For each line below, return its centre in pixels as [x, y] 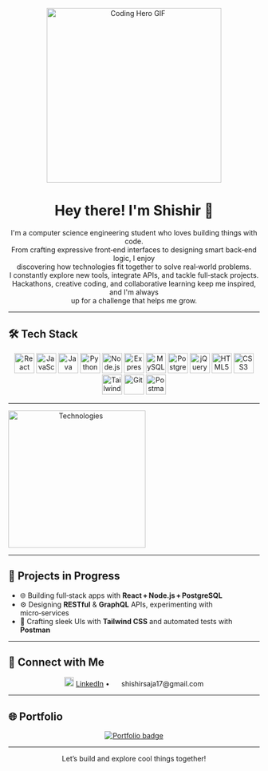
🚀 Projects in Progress [64, 576]
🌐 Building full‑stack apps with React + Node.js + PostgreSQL [121, 595]
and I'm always [134, 292]
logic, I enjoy [134, 258]
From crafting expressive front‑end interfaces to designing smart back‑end [134, 249]
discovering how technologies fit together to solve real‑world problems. [134, 267]
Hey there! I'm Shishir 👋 [134, 211]
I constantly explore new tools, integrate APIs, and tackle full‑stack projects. [134, 275]
